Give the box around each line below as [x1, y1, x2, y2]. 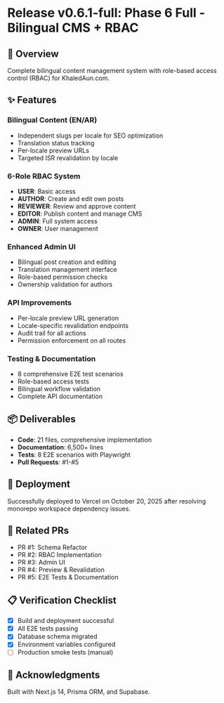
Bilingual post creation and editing [17, 258, 117, 266]
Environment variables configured [17, 640, 116, 649]
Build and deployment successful [17, 617, 114, 625]
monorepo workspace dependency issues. [7, 504, 131, 513]
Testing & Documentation [7, 353, 96, 363]
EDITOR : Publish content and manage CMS [17, 209, 143, 218]
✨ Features [7, 94, 57, 106]
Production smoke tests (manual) [17, 648, 114, 657]
